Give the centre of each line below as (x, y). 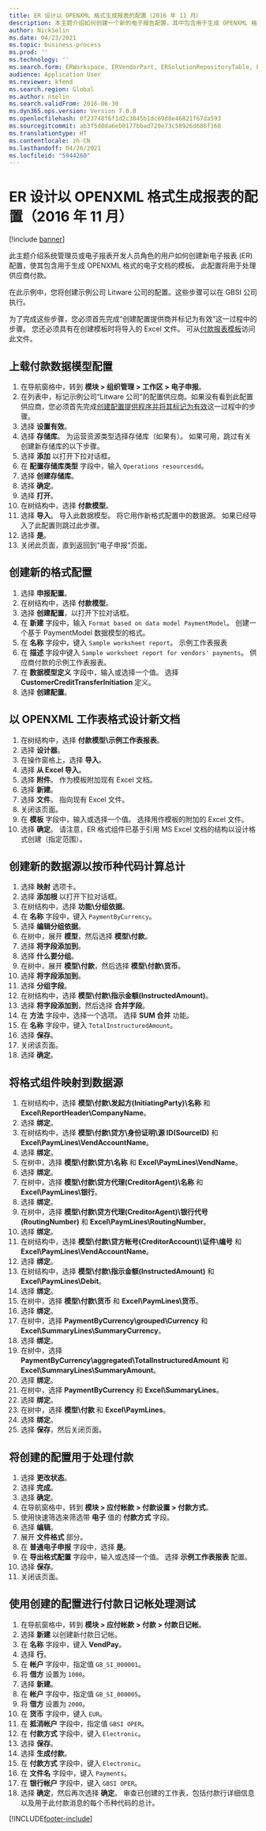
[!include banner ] (37, 239)
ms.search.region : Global (51, 89)
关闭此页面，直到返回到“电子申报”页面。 (86, 545)
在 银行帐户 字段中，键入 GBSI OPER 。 (81, 1783)
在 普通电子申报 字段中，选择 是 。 (75, 1547)
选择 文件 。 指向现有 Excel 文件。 (75, 799)
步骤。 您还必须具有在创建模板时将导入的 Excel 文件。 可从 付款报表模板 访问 (132, 329)
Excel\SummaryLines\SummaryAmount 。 (90, 1370)
